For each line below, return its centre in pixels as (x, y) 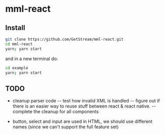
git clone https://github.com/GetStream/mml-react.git (64, 39)
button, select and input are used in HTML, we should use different (82, 121)
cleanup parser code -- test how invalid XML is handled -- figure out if (86, 101)
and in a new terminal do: (32, 59)
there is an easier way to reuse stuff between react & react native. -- (84, 106)
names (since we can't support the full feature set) (65, 127)
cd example (17, 68)
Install (15, 28)
